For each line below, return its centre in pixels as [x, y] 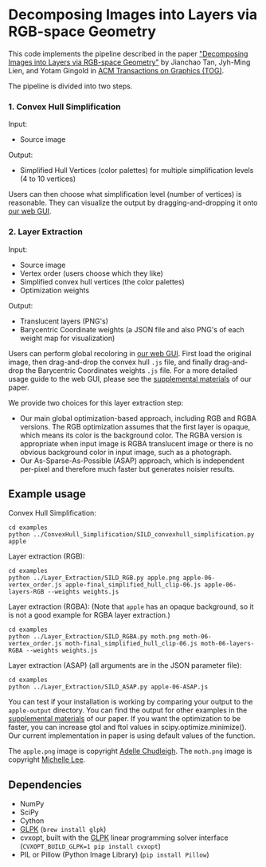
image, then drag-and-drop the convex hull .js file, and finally [110, 362]
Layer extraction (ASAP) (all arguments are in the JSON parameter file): [125, 665]
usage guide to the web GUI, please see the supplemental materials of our [130, 379]
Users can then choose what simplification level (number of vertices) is [125, 194]
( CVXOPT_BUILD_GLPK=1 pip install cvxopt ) [90, 846]
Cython [32, 821]
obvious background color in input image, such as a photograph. [126, 452]
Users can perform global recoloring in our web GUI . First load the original [130, 353]
